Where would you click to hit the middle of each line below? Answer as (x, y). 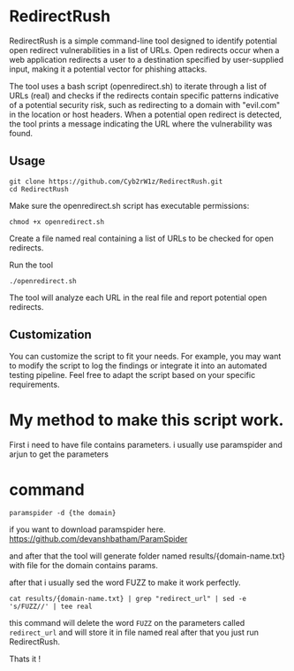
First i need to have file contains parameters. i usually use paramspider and (146, 444)
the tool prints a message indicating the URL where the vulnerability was (141, 123)
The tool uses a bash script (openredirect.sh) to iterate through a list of (138, 86)
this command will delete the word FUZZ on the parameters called (127, 623)
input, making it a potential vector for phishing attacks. (108, 69)
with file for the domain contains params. (84, 566)
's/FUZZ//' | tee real (51, 607)
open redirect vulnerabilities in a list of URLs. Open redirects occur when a (144, 50)
